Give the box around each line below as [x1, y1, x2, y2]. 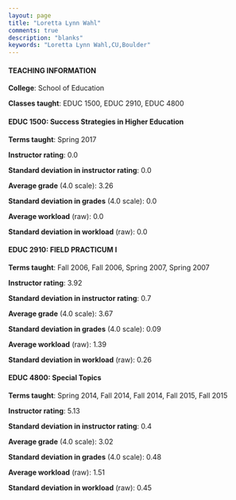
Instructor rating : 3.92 [8, 278, 83, 287]
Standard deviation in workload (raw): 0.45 [8, 483, 153, 492]
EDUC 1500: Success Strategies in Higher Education [8, 117, 184, 126]
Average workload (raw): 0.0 [8, 211, 104, 221]
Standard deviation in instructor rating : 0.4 [8, 421, 153, 431]
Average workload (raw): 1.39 [8, 339, 107, 349]
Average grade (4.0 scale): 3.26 [8, 180, 114, 190]
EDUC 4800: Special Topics [8, 373, 102, 383]
